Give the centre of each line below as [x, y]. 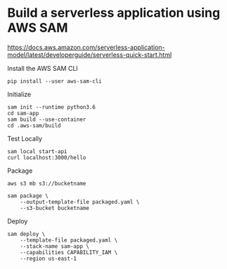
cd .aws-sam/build [34, 125]
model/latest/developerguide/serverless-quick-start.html [90, 55]
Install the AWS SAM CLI [43, 68]
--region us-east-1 [48, 258]
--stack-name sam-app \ [55, 246]
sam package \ [28, 196]
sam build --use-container [47, 119]
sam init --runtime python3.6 [52, 107]
